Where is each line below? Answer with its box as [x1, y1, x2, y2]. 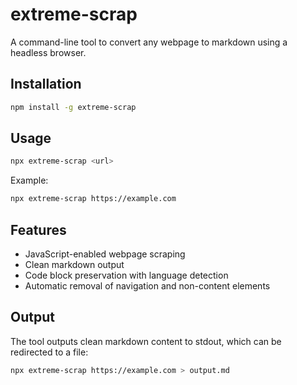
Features [10, 221, 67, 238]
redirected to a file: [10, 346, 89, 358]
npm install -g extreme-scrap [10, 102, 137, 112]
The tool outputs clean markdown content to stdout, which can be [10, 335, 282, 347]
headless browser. [10, 46, 87, 58]
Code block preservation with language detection [24, 269, 229, 281]
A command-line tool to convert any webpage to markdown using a [10, 36, 288, 48]
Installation [10, 76, 82, 93]
